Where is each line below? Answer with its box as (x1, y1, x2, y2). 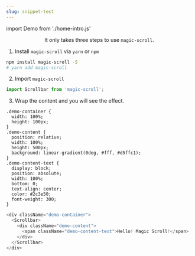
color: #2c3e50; (11, 191, 51, 198)
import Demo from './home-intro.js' (6, 25, 91, 32)
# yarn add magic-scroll (6, 64, 67, 71)
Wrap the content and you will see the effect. (14, 97, 125, 104)
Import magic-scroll (14, 75, 64, 83)
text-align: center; (11, 186, 62, 192)
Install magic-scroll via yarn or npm (14, 48, 99, 55)
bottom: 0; (11, 181, 38, 187)
